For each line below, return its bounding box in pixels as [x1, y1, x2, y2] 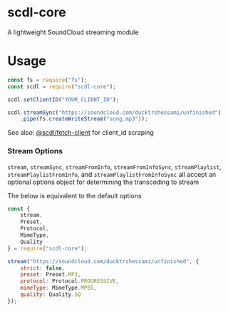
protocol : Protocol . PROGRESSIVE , [20, 277, 120, 285]
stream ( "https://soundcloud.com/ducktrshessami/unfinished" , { [7, 258, 199, 265]
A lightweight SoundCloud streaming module [7, 28, 139, 36]
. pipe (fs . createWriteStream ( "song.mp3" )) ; [20, 116, 148, 123]
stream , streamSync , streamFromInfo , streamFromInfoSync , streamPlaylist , [7, 162, 222, 171]
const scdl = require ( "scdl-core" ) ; [7, 83, 116, 90]
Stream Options [7, 146, 63, 156]
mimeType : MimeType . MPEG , [20, 285, 98, 292]
